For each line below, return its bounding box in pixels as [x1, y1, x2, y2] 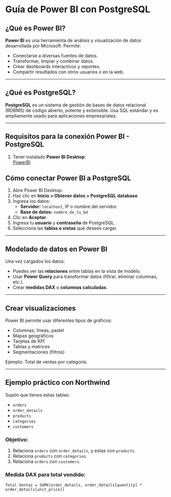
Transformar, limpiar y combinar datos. [12, 58, 94, 64]
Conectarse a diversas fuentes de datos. [12, 52, 98, 59]
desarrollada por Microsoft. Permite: [5, 43, 81, 49]
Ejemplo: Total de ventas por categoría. [5, 359, 88, 365]
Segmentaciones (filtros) [12, 349, 65, 355]
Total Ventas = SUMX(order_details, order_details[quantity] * [5, 483, 142, 488]
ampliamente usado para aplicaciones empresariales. [5, 113, 117, 119]
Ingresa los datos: [12, 198, 50, 204]
